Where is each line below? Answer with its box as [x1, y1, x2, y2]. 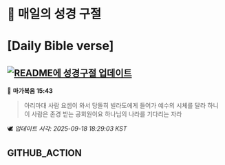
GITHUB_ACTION [7, 147, 83, 159]
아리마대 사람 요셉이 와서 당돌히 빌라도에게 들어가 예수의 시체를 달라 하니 [23, 101, 219, 110]
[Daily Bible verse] [7, 38, 114, 54]
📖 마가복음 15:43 [7, 87, 53, 95]
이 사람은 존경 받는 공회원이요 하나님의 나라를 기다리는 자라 [23, 110, 182, 118]
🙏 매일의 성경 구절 [7, 6, 102, 22]
